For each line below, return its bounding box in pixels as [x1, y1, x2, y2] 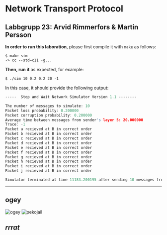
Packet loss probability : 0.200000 [5, 108, 79, 113]
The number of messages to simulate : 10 [5, 103, 90, 109]
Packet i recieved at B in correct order [5, 164, 92, 169]
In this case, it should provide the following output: [5, 85, 109, 91]
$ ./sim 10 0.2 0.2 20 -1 [5, 76, 59, 81]
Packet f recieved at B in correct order [5, 150, 92, 155]
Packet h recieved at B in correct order [5, 159, 92, 164]
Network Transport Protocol [5, 3, 123, 14]
